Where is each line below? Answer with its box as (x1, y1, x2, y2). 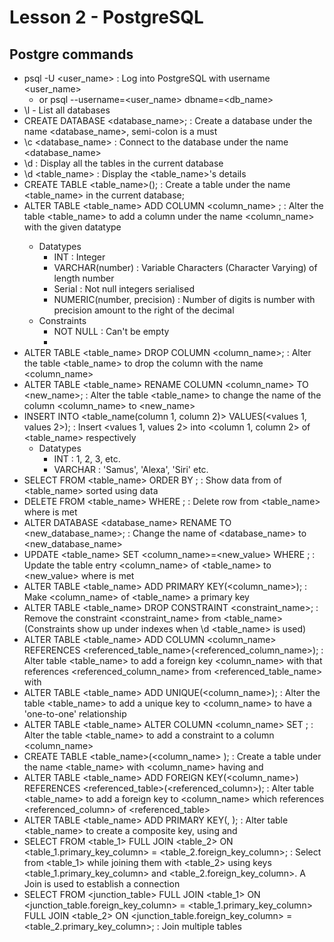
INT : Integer (53, 251, 106, 263)
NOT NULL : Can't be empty (53, 326, 170, 337)
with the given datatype (23, 221, 122, 233)
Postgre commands (9, 46, 134, 63)
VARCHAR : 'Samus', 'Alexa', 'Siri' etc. (53, 464, 209, 475)
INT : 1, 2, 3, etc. (53, 453, 121, 465)
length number (53, 272, 115, 284)
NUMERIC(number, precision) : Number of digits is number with (53, 294, 316, 305)
